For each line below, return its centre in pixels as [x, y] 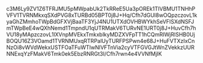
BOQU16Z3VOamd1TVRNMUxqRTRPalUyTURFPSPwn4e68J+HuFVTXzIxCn [101, 41]
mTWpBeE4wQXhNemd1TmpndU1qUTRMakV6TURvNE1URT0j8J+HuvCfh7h [101, 28]
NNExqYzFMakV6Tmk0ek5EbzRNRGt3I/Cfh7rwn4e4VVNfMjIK [84, 54]
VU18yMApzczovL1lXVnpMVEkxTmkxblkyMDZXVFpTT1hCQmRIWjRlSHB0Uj [101, 35]
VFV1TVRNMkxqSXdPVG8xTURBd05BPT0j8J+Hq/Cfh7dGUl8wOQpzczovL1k [102, 15]
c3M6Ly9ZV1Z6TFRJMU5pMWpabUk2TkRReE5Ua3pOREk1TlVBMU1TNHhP [101, 9]
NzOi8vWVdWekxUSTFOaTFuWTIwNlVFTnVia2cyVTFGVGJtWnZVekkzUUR [101, 47]
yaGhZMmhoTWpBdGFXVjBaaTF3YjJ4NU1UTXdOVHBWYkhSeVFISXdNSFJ [100, 22]
